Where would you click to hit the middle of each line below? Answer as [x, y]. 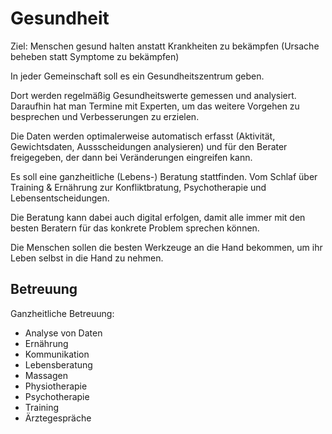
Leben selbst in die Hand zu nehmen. [87, 258]
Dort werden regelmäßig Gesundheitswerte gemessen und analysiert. [153, 95]
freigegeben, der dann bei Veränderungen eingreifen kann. [131, 157]
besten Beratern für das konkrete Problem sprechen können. [135, 228]
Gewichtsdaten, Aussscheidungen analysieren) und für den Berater [149, 146]
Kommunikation [57, 354]
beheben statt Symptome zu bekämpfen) [95, 56]
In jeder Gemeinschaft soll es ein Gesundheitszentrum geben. [137, 76]
